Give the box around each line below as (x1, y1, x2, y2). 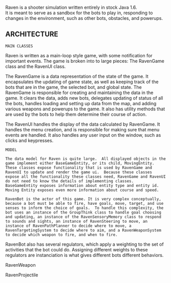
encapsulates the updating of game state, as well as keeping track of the (5, 79, 159, 85)
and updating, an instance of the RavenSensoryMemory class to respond (5, 214, 161, 219)
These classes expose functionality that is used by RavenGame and (5, 165, 153, 170)
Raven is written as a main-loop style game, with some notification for (5, 52, 153, 58)
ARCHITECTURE (5, 30, 58, 39)
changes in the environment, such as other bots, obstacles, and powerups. (5, 15, 163, 21)
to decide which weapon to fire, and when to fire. (5, 232, 118, 237)
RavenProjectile (5, 272, 38, 278)
